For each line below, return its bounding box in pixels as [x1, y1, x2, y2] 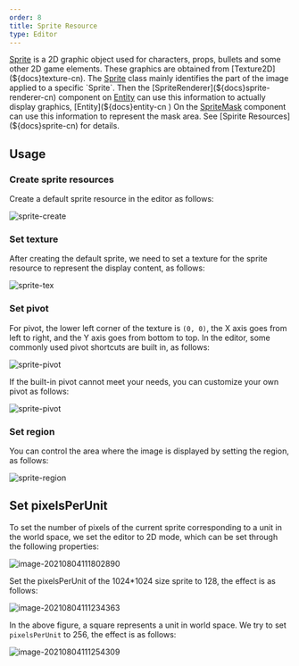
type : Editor [9, 29, 58, 38]
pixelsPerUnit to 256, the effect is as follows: [9, 629, 177, 639]
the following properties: [9, 541, 100, 552]
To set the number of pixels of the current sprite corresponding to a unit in [9, 521, 283, 532]
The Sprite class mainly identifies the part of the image [87, 73, 289, 84]
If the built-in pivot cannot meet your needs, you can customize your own [9, 376, 279, 387]
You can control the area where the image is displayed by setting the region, [9, 445, 290, 456]
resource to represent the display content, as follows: [9, 262, 205, 273]
